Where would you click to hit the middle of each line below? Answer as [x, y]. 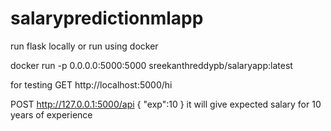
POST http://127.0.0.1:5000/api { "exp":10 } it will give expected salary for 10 [166, 104]
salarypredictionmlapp [107, 18]
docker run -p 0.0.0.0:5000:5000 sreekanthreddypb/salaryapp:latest [151, 65]
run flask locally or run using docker [84, 46]
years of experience [51, 114]
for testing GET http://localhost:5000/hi [91, 84]
